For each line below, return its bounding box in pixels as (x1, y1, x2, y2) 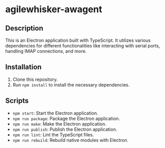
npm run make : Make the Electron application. (12, 121, 107, 127)
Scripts (5, 97, 29, 105)
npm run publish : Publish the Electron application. (12, 126, 117, 132)
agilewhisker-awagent (5, 4, 102, 15)
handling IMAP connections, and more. (5, 48, 87, 54)
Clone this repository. (12, 76, 58, 82)
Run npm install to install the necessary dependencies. (12, 81, 130, 87)
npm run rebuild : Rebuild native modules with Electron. (12, 137, 129, 143)
